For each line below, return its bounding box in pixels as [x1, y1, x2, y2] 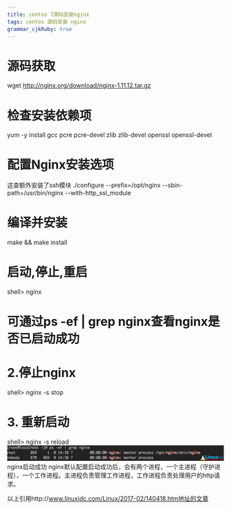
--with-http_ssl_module [65, 189, 132, 197]
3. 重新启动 [7, 415, 70, 430]
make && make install [7, 238, 67, 247]
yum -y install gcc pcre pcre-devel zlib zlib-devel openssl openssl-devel [7, 131, 212, 139]
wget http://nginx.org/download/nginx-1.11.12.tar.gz [7, 81, 151, 89]
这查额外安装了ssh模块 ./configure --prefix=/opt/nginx [7, 181, 161, 189]
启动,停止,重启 [7, 265, 88, 280]
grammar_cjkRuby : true [7, 25, 72, 32]
